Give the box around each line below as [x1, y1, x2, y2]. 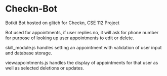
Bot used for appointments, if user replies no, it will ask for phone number [5, 29, 159, 35]
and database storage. [5, 50, 52, 56]
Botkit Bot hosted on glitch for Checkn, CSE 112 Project [5, 20, 120, 26]
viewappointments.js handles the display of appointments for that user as [5, 59, 158, 65]
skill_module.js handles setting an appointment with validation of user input [5, 44, 162, 50]
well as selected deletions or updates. [5, 65, 85, 71]
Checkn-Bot [5, 3, 58, 15]
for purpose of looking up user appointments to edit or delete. [5, 35, 134, 41]
